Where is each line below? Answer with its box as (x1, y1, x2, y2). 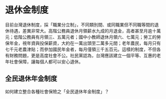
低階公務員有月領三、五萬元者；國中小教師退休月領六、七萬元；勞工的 (13, 34, 157, 40)
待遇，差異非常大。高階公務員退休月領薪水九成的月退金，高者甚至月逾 (9, 28, 152, 33)
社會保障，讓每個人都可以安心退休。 (9, 59, 83, 65)
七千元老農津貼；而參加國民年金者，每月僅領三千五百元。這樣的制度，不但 (5, 46, 157, 52)
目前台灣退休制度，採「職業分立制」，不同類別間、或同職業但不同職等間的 (5, 22, 155, 28)
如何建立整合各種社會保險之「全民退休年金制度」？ (5, 88, 109, 94)
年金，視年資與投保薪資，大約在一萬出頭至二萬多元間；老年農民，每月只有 (9, 40, 161, 46)
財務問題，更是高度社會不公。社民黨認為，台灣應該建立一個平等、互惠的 (9, 52, 157, 58)
